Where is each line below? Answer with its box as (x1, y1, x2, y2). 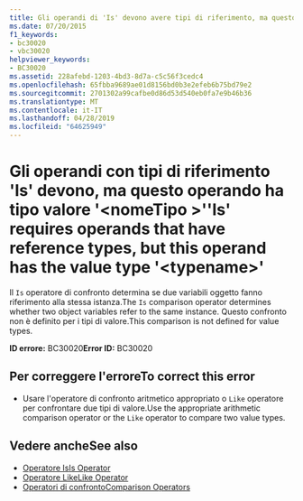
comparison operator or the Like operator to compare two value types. (22, 412, 286, 422)
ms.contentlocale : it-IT (9, 106, 103, 115)
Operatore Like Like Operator (22, 471, 129, 483)
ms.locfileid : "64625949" (9, 123, 106, 132)
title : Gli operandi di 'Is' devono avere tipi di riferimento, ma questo (9, 13, 297, 23)
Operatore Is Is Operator (22, 462, 111, 473)
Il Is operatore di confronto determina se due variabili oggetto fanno (9, 286, 263, 298)
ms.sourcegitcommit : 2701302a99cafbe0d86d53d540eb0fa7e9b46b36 (9, 88, 252, 97)
